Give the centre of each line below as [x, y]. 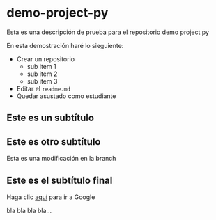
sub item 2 [42, 74]
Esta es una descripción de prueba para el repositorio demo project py [108, 32]
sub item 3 [42, 81]
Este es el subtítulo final [60, 180]
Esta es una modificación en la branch [61, 159]
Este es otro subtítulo [54, 142]
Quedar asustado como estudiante [66, 96]
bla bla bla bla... [29, 210]
